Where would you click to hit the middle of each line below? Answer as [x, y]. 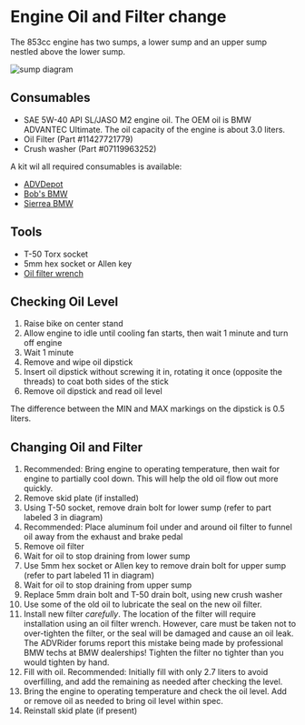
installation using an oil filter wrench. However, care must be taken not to [160, 624]
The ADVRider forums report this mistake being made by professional [153, 643]
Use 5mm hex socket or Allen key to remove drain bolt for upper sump [155, 566]
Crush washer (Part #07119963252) [90, 148]
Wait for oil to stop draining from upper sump [108, 585]
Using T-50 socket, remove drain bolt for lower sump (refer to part [147, 508]
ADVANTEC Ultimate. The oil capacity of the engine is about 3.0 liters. [154, 129]
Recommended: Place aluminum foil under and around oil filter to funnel [158, 527]
